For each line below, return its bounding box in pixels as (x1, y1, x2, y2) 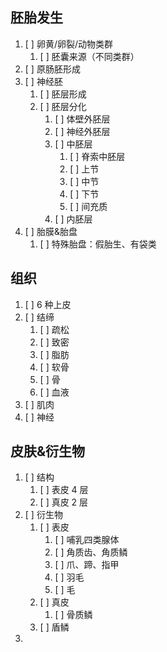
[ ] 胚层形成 (39, 88, 87, 100)
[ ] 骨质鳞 (54, 609, 93, 621)
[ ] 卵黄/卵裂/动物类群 (24, 38, 113, 50)
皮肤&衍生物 (10, 443, 86, 460)
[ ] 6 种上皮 (24, 298, 72, 310)
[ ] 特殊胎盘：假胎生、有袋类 (39, 238, 157, 250)
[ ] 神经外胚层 (54, 125, 111, 137)
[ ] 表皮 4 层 (39, 484, 89, 496)
